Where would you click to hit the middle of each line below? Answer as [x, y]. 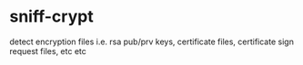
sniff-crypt [51, 17]
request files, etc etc [48, 51]
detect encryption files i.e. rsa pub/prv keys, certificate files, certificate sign [151, 42]
